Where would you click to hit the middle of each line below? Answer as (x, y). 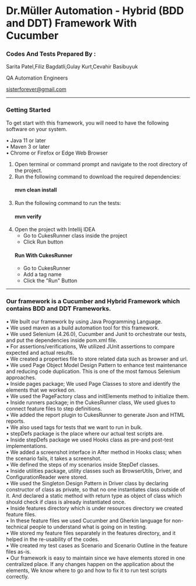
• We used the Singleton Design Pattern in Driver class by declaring (87, 483)
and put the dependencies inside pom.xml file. (62, 340)
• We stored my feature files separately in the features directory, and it (91, 533)
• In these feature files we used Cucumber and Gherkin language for (88, 520)
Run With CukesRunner (43, 255)
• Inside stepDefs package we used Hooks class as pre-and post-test (90, 440)
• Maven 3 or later (28, 146)
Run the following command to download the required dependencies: (97, 176)
